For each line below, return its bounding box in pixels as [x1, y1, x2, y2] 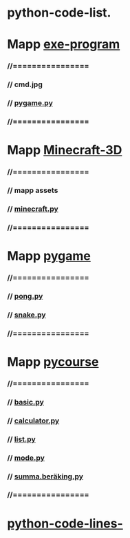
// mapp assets [7, 185, 58, 195]
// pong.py [7, 291, 43, 301]
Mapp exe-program [7, 37, 120, 53]
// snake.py [7, 310, 46, 319]
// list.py [7, 434, 36, 444]
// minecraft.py [7, 204, 58, 214]
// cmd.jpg [7, 80, 43, 89]
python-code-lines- [7, 515, 124, 531]
